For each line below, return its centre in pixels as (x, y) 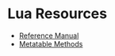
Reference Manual (49, 35)
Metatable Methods (51, 43)
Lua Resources (57, 14)
